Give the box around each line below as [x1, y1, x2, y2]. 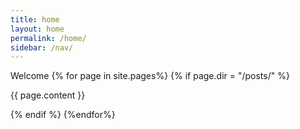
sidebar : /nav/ [10, 42, 74, 53]
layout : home [10, 24, 65, 34]
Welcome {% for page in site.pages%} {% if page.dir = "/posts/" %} [10, 70, 290, 82]
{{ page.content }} [10, 89, 86, 101]
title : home [10, 14, 60, 25]
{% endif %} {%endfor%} [10, 109, 116, 121]
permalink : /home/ [10, 33, 87, 43]
